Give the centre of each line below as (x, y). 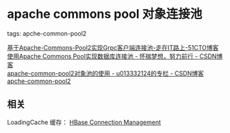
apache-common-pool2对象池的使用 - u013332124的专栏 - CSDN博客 (105, 73)
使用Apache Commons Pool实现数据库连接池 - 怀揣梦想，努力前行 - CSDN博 (115, 56)
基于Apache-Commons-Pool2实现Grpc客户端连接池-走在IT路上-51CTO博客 (113, 47)
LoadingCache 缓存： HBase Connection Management (84, 122)
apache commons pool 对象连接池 (105, 14)
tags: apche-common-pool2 (47, 33)
